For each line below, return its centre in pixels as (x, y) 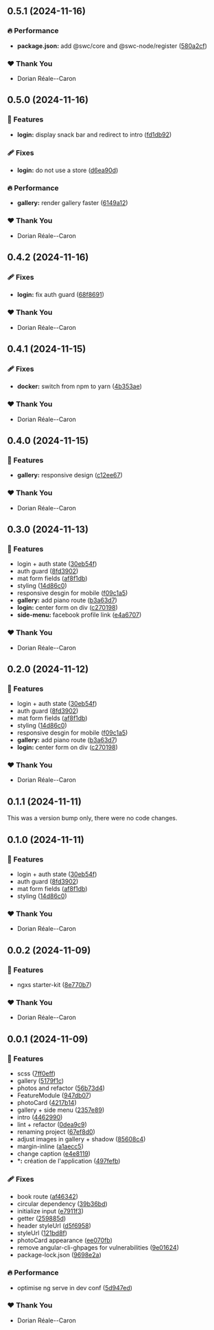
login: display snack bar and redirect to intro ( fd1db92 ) (94, 134)
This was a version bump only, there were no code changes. (92, 818)
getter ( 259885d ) (41, 1219)
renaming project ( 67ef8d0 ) (56, 1132)
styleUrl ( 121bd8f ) (42, 1233)
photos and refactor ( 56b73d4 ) (61, 1088)
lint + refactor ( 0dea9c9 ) (52, 1124)
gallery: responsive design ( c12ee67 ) (70, 475)
